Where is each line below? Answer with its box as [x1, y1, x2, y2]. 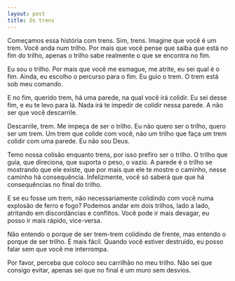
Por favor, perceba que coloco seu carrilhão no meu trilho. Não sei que [7, 258, 213, 267]
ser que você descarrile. [7, 108, 78, 117]
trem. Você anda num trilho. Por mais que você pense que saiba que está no [7, 44, 228, 52]
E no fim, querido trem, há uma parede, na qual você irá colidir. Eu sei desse [7, 93, 227, 102]
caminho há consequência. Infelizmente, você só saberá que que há [7, 173, 205, 181]
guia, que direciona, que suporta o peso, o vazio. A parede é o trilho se [7, 157, 213, 166]
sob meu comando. [7, 79, 63, 88]
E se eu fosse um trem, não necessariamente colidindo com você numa [7, 194, 214, 202]
